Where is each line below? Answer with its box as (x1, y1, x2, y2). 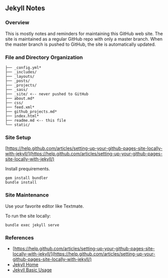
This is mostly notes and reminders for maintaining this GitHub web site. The (5, 30, 163, 37)
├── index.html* (5, 113, 39, 119)
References (5, 234, 34, 241)
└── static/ (5, 122, 30, 127)
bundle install (5, 180, 37, 185)
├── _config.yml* (5, 65, 42, 70)
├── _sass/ (5, 87, 28, 92)
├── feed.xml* (5, 105, 35, 110)
